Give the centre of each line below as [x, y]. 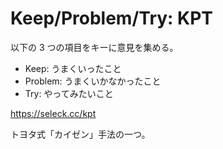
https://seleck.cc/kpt [53, 113]
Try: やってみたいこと [69, 93]
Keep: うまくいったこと [73, 68]
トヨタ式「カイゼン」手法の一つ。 [80, 134]
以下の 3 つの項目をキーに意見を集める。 [94, 47]
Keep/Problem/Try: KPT [112, 18]
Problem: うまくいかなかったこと [93, 81]
